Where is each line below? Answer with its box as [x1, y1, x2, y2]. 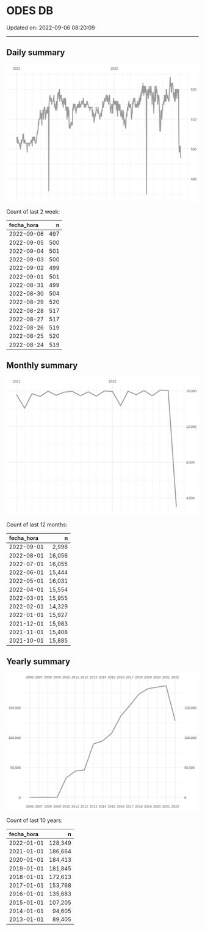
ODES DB [6, 4, 54, 18]
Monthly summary [6, 361, 78, 371]
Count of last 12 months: [6, 521, 68, 528]
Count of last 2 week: [6, 208, 60, 215]
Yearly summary [6, 656, 71, 667]
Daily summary [6, 47, 65, 58]
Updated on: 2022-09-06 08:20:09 [6, 24, 95, 31]
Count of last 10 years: [6, 817, 63, 824]
